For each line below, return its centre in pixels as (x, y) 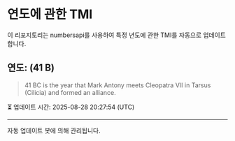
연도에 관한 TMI (50, 14)
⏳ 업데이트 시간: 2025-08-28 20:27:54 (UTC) (71, 107)
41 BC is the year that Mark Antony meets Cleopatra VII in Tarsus (117, 85)
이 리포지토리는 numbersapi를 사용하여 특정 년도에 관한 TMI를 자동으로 (105, 35)
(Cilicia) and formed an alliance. (70, 92)
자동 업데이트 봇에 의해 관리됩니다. (54, 131)
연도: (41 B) (31, 68)
